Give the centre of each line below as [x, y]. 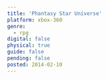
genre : [16, 26]
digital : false [29, 39]
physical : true [29, 45]
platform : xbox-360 [35, 20]
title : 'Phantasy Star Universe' [55, 13]
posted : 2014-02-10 [35, 65]
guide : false [26, 52]
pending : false [29, 58]
